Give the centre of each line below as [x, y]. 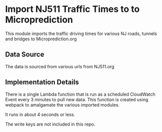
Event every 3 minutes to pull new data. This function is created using [77, 99]
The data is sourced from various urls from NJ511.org [60, 66]
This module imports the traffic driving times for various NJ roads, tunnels [81, 33]
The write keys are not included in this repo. [50, 124]
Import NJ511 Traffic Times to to [73, 9]
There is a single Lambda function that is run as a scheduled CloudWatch [80, 94]
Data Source [25, 55]
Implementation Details [42, 82]
